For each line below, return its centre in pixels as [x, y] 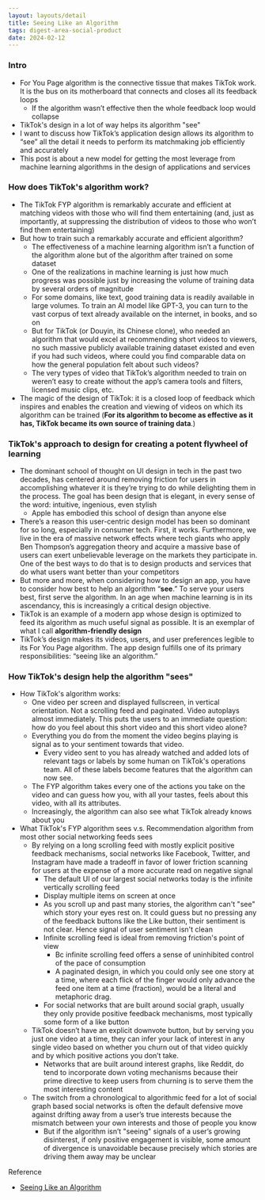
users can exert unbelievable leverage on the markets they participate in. [138, 555]
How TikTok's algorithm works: [70, 694]
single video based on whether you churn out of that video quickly [140, 1047]
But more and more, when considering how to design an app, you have [135, 581]
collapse [45, 116]
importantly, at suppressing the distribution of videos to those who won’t [138, 221]
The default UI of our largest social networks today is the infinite [148, 879]
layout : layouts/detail [47, 15]
